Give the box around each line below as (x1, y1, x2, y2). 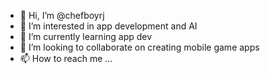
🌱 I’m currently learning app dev (19, 31, 153, 42)
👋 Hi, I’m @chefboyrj (19, 10, 105, 21)
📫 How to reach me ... (19, 53, 113, 64)
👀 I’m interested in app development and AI (19, 20, 198, 32)
